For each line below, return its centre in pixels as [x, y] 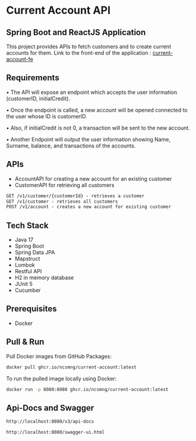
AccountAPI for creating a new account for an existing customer [93, 178]
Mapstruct [27, 259]
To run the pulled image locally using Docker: [61, 379]
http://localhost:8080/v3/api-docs [50, 422]
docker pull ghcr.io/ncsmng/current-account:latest [71, 367]
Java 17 [24, 240]
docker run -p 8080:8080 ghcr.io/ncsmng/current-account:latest [87, 389]
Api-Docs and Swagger [50, 408]
